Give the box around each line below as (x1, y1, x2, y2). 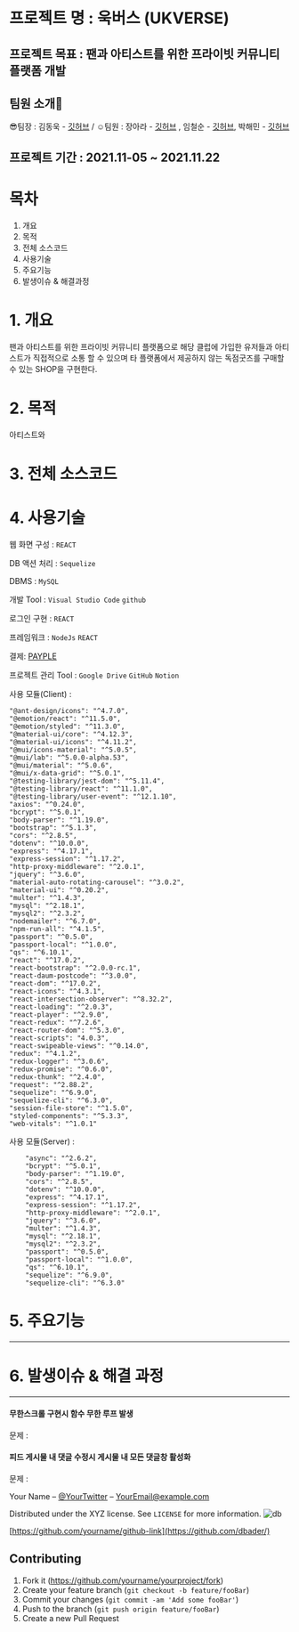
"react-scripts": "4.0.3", (9, 1034, 109, 1043)
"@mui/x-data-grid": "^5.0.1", (9, 768, 125, 777)
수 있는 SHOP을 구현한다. (9, 363, 98, 374)
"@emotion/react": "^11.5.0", (9, 714, 122, 723)
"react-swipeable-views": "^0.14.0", (9, 1041, 149, 1051)
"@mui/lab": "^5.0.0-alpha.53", (9, 753, 129, 762)
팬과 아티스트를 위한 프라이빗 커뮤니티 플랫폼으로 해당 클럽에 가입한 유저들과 (9, 341, 273, 352)
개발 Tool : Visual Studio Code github (9, 594, 147, 605)
